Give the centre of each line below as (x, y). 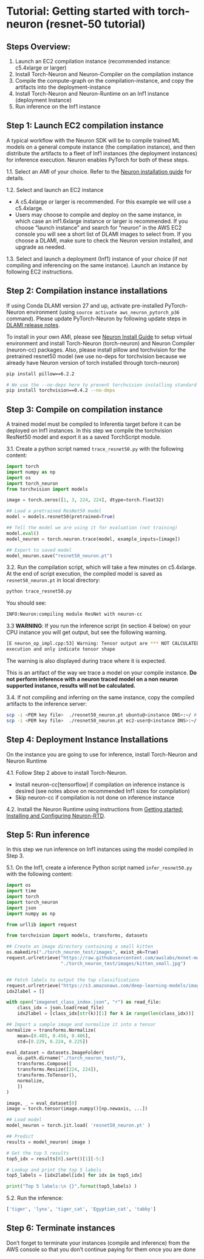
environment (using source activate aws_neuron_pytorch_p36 (103, 312)
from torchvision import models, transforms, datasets (77, 936)
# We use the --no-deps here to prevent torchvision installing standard (102, 385)
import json (21, 908)
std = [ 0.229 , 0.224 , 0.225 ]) (53, 1042)
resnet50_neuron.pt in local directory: (53, 580)
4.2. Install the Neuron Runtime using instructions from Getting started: (95, 809)
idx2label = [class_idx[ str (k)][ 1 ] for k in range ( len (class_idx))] (106, 1014)
